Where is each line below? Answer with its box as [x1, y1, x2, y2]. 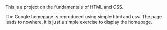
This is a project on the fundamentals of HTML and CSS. [5, 4, 124, 10]
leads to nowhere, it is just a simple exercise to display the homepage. [5, 19, 153, 25]
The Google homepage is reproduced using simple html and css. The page [5, 14, 162, 19]
